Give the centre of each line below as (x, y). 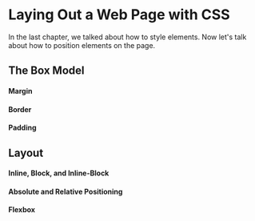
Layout (26, 153)
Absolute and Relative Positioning (66, 191)
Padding (23, 128)
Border (20, 109)
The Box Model (46, 71)
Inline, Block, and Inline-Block (59, 173)
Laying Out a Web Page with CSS (119, 15)
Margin (20, 90)
